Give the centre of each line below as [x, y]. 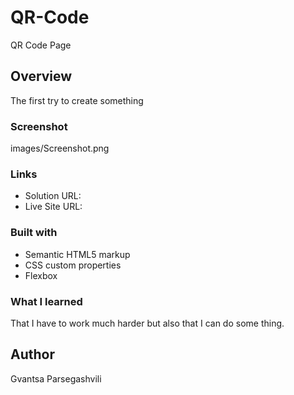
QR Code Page [41, 45]
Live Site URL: [53, 207]
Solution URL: [53, 196]
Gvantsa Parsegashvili [56, 378]
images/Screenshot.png [60, 148]
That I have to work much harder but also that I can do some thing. [147, 323]
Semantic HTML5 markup [77, 254]
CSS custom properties [73, 265]
